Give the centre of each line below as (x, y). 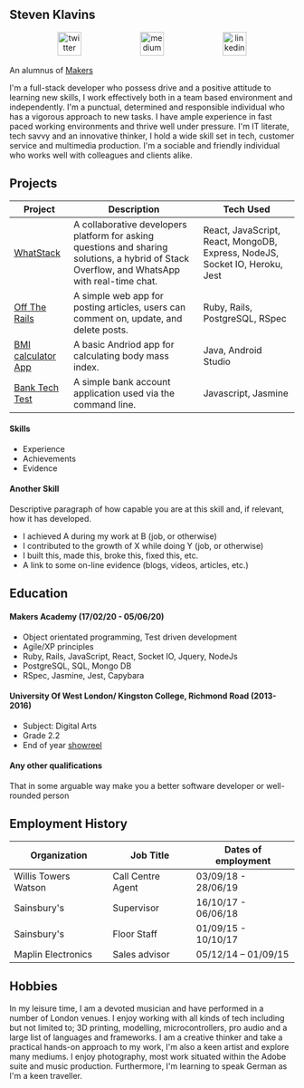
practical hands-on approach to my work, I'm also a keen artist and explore (149, 1046)
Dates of (243, 849)
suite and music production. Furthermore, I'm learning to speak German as (148, 1066)
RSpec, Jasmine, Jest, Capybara (83, 675)
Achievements (49, 458)
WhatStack (37, 253)
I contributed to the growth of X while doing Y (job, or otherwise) (143, 546)
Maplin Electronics (53, 954)
